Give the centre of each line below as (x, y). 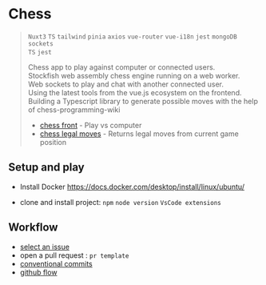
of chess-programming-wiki (74, 110)
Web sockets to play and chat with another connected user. (126, 84)
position (53, 142)
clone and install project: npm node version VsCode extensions (120, 202)
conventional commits (56, 263)
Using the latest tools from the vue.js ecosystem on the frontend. (135, 92)
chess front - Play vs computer (91, 125)
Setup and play (47, 168)
